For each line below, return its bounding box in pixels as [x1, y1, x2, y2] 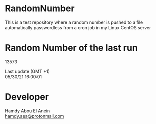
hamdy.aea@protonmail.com [5, 113, 64, 119]
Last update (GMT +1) [5, 68, 50, 74]
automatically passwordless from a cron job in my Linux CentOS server [5, 24, 151, 30]
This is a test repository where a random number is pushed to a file [5, 19, 143, 25]
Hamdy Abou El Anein [5, 108, 50, 114]
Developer [5, 91, 49, 103]
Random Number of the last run [5, 42, 138, 54]
